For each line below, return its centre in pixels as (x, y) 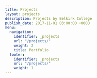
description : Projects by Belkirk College (48, 18)
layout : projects (23, 14)
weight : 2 (24, 46)
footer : (17, 55)
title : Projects (21, 9)
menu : (10, 28)
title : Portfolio (31, 50)
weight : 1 (24, 68)
